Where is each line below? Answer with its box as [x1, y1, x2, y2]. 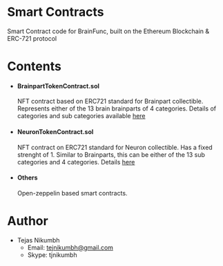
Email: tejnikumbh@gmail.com [27, 243, 114, 251]
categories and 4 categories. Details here [17, 158, 135, 166]
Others [17, 173, 38, 182]
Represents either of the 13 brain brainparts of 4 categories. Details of [17, 104, 217, 113]
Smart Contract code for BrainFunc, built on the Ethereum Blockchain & [7, 27, 210, 35]
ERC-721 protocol [7, 34, 57, 42]
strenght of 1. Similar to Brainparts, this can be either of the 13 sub [17, 150, 206, 159]
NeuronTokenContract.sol [17, 127, 94, 135]
